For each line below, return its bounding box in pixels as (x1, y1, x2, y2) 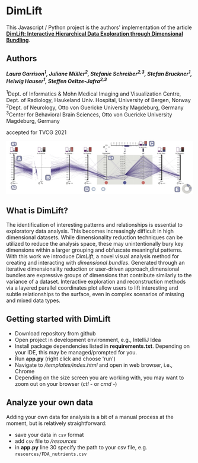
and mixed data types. (6, 297, 61, 304)
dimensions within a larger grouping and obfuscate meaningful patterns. (6, 246, 183, 253)
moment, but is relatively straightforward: (6, 420, 107, 427)
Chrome (14, 367, 35, 375)
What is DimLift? (6, 205, 68, 215)
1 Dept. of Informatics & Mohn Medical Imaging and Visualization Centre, (6, 89, 181, 97)
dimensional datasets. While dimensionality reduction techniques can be (6, 234, 183, 241)
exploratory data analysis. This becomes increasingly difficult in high (6, 227, 174, 235)
